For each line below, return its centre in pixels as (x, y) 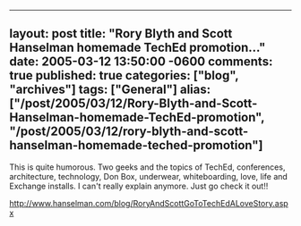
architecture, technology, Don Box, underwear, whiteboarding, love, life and (149, 176)
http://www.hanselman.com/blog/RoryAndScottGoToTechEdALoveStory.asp (149, 203)
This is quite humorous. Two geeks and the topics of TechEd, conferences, (147, 167)
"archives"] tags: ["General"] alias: (110, 90)
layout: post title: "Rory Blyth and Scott (121, 33)
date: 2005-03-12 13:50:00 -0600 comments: (141, 62)
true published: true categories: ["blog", (124, 75)
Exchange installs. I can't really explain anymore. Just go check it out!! (139, 186)
